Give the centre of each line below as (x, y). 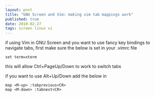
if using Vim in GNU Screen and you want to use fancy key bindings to (78, 42)
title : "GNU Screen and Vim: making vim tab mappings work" (69, 14)
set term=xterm (21, 57)
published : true (22, 19)
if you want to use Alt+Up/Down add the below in (56, 76)
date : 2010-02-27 (23, 24)
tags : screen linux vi (29, 28)
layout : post (19, 10)
